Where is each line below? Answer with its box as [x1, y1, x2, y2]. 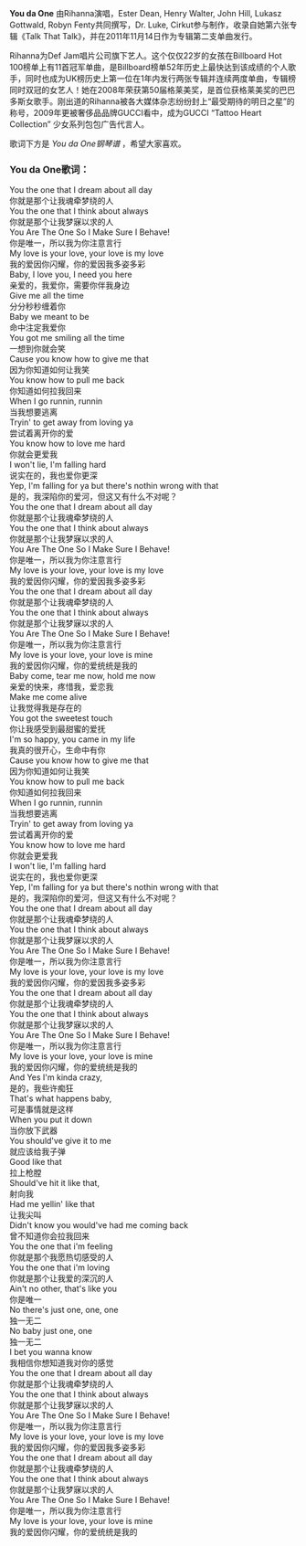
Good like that [9, 1157, 62, 1168]
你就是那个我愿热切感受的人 [9, 1252, 114, 1263]
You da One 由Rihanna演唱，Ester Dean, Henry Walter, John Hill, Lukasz [9, 8, 282, 18]
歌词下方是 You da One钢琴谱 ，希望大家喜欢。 [9, 138, 187, 149]
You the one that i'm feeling [9, 1241, 113, 1252]
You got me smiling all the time [9, 333, 125, 344]
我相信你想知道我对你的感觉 [9, 1358, 114, 1369]
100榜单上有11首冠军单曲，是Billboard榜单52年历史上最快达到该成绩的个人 [9, 62, 289, 72]
